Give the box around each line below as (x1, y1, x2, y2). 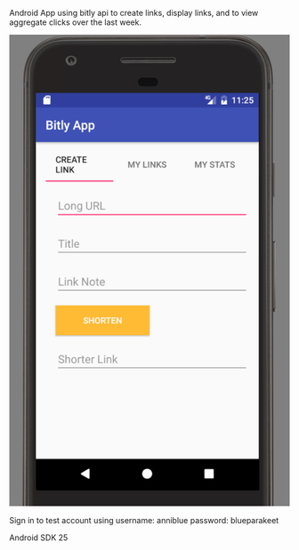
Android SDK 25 (9, 532, 69, 543)
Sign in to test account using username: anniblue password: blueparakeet (9, 514, 279, 525)
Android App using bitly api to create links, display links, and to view (9, 8, 259, 18)
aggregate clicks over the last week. (9, 17, 142, 28)
